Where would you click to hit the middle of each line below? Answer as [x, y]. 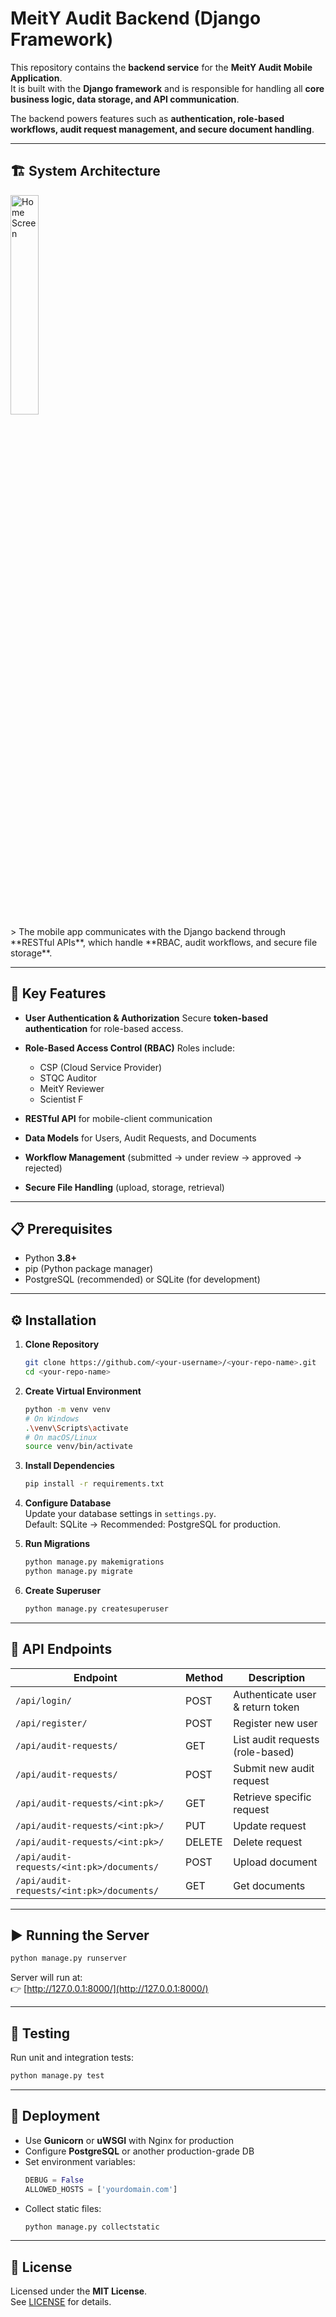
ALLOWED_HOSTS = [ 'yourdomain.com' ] [101, 2189]
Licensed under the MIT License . [79, 2291]
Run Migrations [57, 1544]
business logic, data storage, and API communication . [125, 99]
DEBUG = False [54, 2180]
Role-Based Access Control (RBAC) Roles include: [129, 1048]
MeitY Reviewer [72, 1088]
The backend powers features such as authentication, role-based [147, 118]
